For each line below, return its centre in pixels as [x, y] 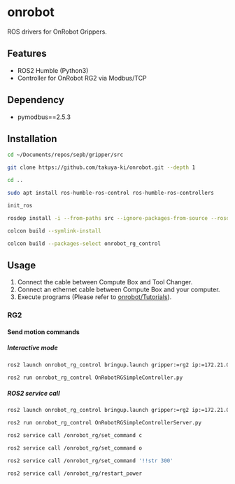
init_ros [20, 205]
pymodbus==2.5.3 [44, 117]
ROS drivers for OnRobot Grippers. [57, 32]
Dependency [36, 100]
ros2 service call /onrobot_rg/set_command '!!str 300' [90, 461]
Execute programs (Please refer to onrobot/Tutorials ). [94, 297]
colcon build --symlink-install [54, 231]
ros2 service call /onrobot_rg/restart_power [74, 473]
